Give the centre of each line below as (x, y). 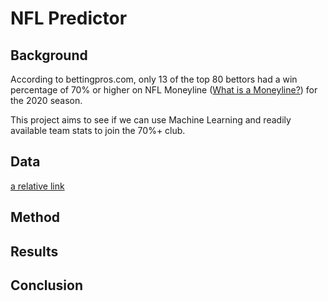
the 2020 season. (46, 100)
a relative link (37, 186)
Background (49, 55)
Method (35, 217)
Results (34, 251)
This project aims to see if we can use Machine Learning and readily (151, 120)
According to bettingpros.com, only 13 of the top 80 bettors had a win (154, 79)
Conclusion (47, 285)
